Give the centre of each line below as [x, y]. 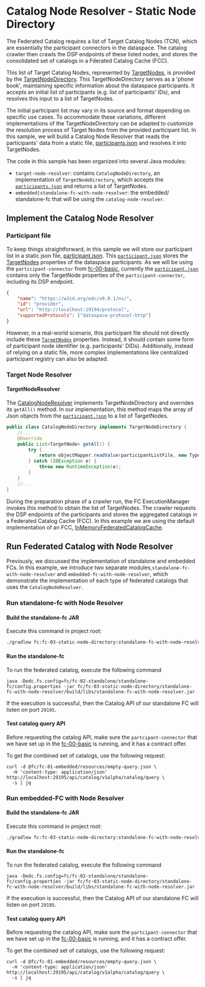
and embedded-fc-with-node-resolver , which [113, 574]
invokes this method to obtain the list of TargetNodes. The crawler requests [101, 508]
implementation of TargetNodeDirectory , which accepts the [89, 179]
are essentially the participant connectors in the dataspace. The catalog [97, 48]
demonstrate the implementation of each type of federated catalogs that [97, 581]
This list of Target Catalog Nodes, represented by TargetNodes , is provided [101, 72]
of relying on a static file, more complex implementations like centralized [97, 352]
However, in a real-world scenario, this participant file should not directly [98, 333]
